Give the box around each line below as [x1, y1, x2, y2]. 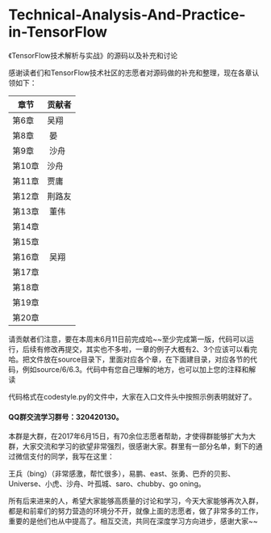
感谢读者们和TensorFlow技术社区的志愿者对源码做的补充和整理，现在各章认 [8, 67, 260, 78]
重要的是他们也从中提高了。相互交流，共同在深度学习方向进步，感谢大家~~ [8, 516, 258, 527]
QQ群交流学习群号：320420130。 [8, 412, 123, 421]
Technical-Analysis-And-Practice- [8, 6, 246, 24]
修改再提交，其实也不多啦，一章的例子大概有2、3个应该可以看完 [43, 344, 258, 353]
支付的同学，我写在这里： [29, 451, 115, 462]
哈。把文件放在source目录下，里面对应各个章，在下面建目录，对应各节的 [8, 354, 251, 364]
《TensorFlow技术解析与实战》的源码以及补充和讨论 [8, 50, 178, 60]
